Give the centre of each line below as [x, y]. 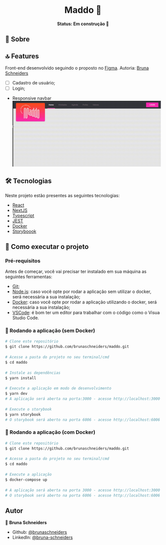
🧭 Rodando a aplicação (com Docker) [50, 432]
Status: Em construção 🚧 [83, 24]
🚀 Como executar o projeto [47, 247]
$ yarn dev [16, 394]
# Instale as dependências [33, 373]
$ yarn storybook [23, 415]
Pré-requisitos [23, 260]
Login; [19, 88]
